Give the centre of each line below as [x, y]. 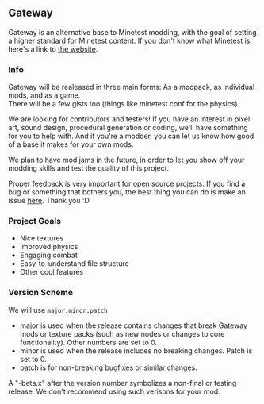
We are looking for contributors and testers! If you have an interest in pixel [129, 119]
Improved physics [49, 247]
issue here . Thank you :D [49, 201]
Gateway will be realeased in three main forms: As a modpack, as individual [132, 87]
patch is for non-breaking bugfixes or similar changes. [109, 367]
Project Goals [35, 221]
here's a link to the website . [53, 49]
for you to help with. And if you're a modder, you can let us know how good [131, 136]
